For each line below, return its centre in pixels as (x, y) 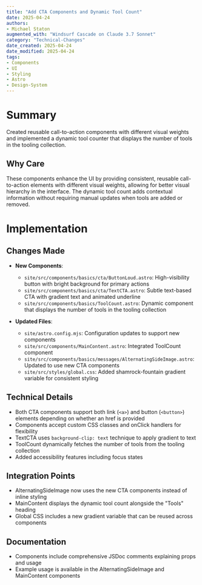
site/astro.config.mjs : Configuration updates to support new (102, 333)
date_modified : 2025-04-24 (40, 52)
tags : (13, 57)
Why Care (25, 164)
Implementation (47, 229)
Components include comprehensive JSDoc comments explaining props (105, 557)
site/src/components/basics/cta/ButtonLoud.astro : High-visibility (107, 277)
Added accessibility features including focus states (79, 457)
